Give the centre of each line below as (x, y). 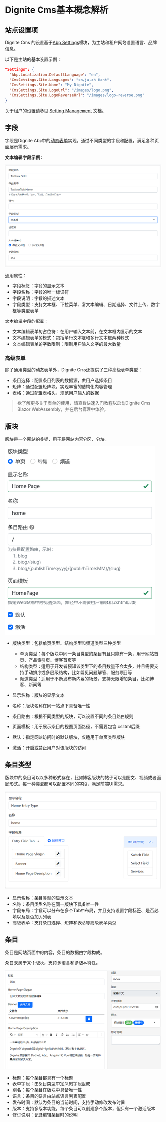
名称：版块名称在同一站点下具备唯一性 (51, 706)
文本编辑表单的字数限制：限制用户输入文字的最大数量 (66, 344)
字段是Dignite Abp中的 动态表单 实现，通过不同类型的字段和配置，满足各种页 (82, 140)
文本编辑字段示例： (25, 157)
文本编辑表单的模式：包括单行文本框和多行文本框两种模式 (71, 338)
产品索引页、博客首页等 (52, 660)
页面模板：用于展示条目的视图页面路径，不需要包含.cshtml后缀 (76, 727)
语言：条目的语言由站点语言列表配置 (49, 1096)
